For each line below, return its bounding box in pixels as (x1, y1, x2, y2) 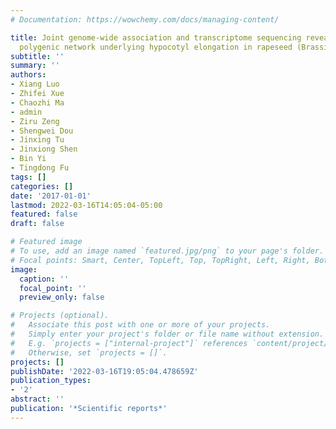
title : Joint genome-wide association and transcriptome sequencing (10, 32, 302, 43)
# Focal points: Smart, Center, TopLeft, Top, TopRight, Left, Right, (10, 255, 311, 265)
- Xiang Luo (10, 79, 60, 90)
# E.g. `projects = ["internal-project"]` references (10, 338, 248, 348)
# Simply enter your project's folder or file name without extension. (10, 329, 325, 339)
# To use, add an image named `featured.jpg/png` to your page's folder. (10, 246, 325, 256)
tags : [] (10, 172, 47, 182)
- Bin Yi (10, 154, 47, 164)
